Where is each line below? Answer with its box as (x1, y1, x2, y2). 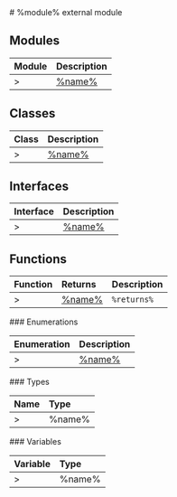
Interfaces (9, 179, 70, 194)
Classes (9, 106, 56, 121)
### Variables (9, 436, 61, 447)
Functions (9, 251, 68, 267)
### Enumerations (9, 316, 79, 327)
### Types (9, 377, 50, 388)
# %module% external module (9, 7, 123, 17)
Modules (9, 33, 61, 49)
